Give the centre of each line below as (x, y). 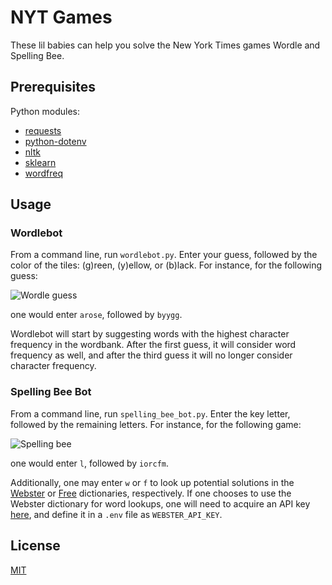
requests (43, 130)
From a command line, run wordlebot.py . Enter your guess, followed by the (164, 255)
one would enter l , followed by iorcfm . (90, 463)
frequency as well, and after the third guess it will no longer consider (151, 355)
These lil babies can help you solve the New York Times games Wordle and (165, 45)
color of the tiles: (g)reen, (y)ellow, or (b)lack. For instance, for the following (166, 265)
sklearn (40, 162)
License (35, 546)
